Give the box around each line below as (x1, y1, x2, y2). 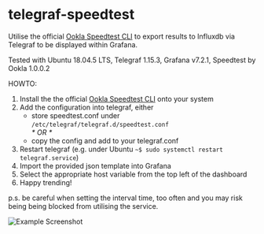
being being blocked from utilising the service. (8, 201, 159, 210)
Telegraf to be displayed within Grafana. (8, 39, 138, 49)
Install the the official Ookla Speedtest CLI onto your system (19, 94, 214, 103)
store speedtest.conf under (31, 110, 120, 120)
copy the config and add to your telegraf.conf (31, 136, 179, 145)
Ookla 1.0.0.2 (8, 63, 50, 72)
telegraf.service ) (19, 152, 79, 162)
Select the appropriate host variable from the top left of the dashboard (19, 169, 247, 179)
